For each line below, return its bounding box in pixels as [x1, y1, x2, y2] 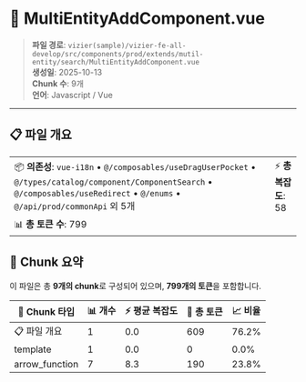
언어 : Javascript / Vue [31, 89, 114, 100]
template [14, 343, 52, 356]
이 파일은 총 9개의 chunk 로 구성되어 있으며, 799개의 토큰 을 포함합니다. [9, 280, 262, 291]
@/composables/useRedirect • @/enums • [14, 186, 181, 199]
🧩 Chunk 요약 [9, 255, 84, 270]
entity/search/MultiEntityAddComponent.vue [31, 57, 200, 66]
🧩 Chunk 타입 [17, 306, 76, 318]
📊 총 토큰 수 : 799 [14, 217, 87, 230]
